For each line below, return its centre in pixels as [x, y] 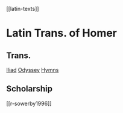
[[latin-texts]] [23, 9]
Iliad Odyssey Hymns [33, 70]
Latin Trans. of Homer [62, 33]
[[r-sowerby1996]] [29, 103]
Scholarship [30, 89]
